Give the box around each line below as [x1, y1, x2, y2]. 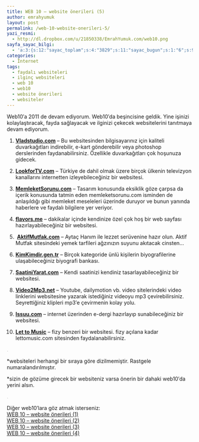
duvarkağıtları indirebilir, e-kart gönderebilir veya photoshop [15, 143, 162, 150]
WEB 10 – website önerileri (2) [6, 417, 80, 424]
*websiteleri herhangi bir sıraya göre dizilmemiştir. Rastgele [6, 357, 151, 364]
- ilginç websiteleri [12, 75, 66, 80]
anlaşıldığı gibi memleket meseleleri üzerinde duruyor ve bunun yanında [15, 198, 190, 205]
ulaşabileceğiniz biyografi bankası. [15, 257, 100, 264]
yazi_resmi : [6, 31, 36, 37]
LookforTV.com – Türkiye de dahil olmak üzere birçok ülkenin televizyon [15, 167, 192, 175]
